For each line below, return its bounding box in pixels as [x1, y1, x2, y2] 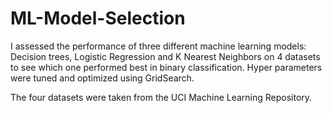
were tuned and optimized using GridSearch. [10, 72, 195, 84]
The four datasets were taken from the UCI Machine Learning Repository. [10, 91, 313, 103]
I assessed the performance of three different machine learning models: [10, 40, 307, 52]
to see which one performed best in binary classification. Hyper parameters [10, 61, 323, 73]
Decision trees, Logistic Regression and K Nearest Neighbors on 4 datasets [10, 50, 321, 62]
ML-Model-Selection [10, 7, 186, 30]
